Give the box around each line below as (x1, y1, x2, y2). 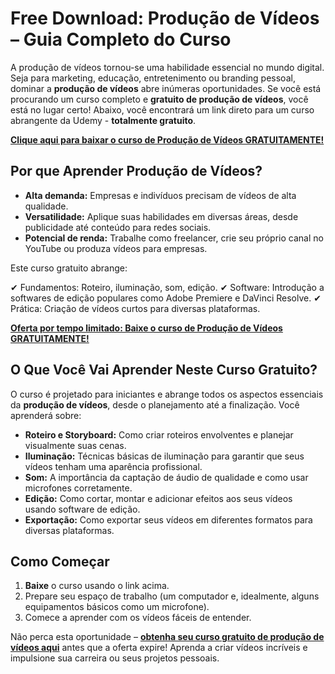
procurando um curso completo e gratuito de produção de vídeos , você (10, 93, 309, 105)
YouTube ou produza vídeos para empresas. (24, 242, 208, 254)
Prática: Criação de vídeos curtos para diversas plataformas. (10, 302, 261, 314)
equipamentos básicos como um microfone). (24, 601, 210, 613)
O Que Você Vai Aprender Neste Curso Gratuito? (10, 362, 318, 379)
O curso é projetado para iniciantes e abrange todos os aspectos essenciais (10, 388, 324, 400)
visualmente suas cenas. (24, 439, 127, 451)
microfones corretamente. (24, 482, 133, 494)
